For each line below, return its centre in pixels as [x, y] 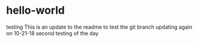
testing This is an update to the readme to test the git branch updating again [99, 27]
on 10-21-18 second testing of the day [53, 33]
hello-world [36, 10]
